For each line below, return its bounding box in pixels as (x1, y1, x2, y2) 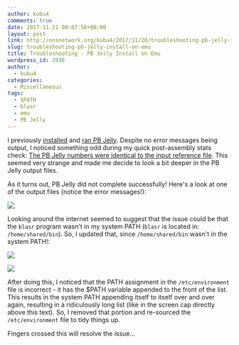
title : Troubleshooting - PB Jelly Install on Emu (7, 51, 161, 58)
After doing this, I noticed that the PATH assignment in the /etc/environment (7, 277, 230, 286)
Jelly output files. (7, 166, 58, 174)
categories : (7, 76, 43, 84)
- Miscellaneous (14, 83, 62, 90)
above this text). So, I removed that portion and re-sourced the (7, 307, 191, 317)
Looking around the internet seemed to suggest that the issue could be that (7, 214, 229, 223)
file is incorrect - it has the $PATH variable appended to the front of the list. (7, 285, 228, 294)
